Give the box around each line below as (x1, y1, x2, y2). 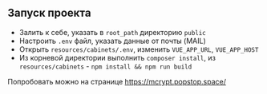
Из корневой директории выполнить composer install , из (18, 53, 216, 62)
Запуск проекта (7, 6, 91, 20)
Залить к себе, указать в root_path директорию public (18, 27, 206, 37)
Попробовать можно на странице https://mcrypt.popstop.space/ (7, 76, 226, 86)
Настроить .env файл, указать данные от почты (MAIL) (18, 36, 206, 45)
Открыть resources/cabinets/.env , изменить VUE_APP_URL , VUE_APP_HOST (18, 44, 259, 54)
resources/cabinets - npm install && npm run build (18, 61, 192, 71)
